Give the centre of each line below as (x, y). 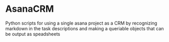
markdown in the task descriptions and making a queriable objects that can (84, 28)
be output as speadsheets (33, 34)
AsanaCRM (30, 9)
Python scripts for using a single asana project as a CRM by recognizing (81, 23)
